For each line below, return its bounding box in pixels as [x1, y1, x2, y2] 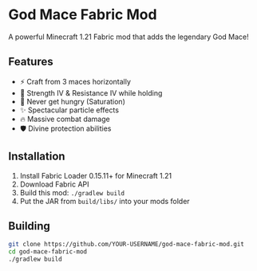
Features [8, 55, 53, 69]
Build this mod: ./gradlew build [19, 187, 125, 197]
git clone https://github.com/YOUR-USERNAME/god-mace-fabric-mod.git [8, 241, 245, 249]
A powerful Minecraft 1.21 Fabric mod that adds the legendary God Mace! [8, 32, 249, 41]
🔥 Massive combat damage [19, 114, 110, 124]
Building [8, 219, 50, 233]
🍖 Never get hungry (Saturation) [19, 96, 125, 106]
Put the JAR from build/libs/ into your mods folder [19, 196, 190, 206]
